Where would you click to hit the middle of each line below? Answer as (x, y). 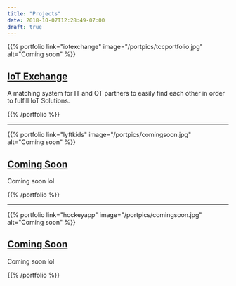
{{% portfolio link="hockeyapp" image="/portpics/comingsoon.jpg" (105, 215)
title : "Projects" (34, 14)
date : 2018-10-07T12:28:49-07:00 (56, 20)
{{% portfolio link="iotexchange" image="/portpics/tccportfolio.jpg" (105, 47)
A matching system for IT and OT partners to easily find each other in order (116, 93)
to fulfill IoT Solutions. (39, 101)
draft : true (25, 27)
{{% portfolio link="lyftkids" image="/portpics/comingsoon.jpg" (99, 135)
